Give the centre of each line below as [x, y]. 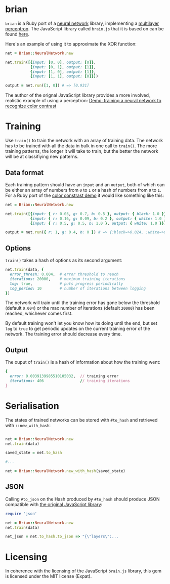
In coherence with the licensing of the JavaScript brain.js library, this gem [83, 571]
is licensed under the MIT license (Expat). [49, 576]
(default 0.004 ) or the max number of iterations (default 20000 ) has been [80, 308]
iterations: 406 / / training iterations [70, 381]
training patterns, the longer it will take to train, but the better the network [82, 151]
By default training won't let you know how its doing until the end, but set [81, 323]
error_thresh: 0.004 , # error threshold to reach [64, 274]
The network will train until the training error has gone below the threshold [83, 303]
